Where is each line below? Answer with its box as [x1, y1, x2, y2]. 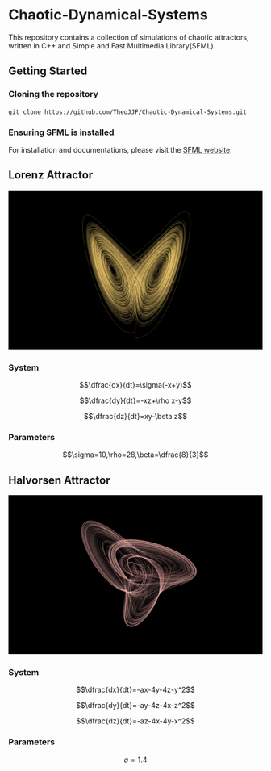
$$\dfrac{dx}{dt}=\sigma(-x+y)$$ [79, 380, 192, 390]
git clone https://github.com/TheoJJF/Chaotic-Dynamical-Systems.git [8, 107, 248, 116]
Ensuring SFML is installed [8, 127, 115, 138]
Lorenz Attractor [8, 168, 94, 182]
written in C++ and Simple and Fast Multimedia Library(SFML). [8, 40, 216, 50]
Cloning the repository [8, 89, 98, 100]
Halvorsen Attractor [8, 473, 110, 487]
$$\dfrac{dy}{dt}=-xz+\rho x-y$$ [79, 396, 192, 405]
